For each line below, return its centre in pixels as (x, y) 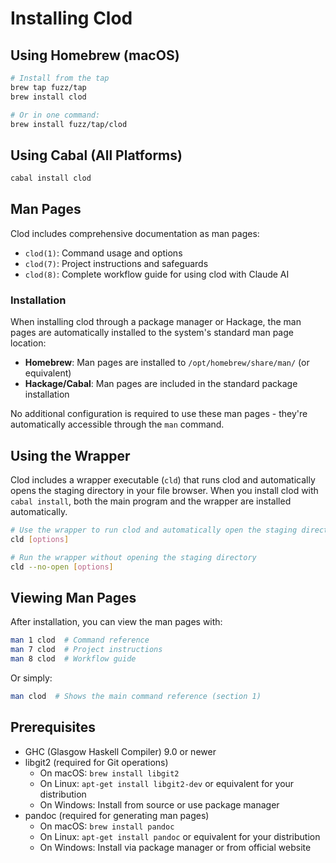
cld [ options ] (40, 539)
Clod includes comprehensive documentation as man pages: (135, 233)
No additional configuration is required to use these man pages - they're (159, 414)
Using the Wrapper (70, 455)
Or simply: (31, 678)
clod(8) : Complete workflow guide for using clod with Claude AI (157, 274)
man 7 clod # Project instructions (86, 650)
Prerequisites (53, 727)
